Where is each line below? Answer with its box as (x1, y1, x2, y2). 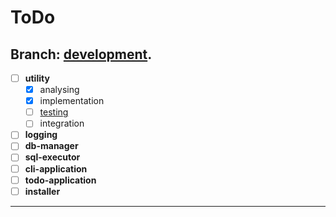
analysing (39, 84, 80, 96)
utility (24, 72, 50, 84)
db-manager (24, 140, 79, 152)
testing (39, 106, 69, 118)
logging (24, 129, 58, 141)
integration (39, 117, 85, 130)
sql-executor (24, 151, 81, 163)
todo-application (24, 174, 97, 186)
